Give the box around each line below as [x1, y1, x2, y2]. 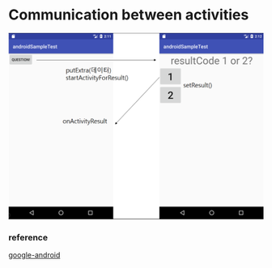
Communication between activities [8, 6, 249, 24]
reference [8, 232, 49, 243]
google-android [8, 249, 61, 260]
